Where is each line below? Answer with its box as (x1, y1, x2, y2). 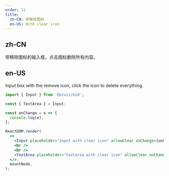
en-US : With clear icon (10, 21, 59, 27)
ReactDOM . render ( (5, 129, 42, 134)
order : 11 (5, 7, 26, 13)
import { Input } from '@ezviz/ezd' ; (5, 92, 84, 97)
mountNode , (10, 162, 33, 167)
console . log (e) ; (10, 115, 44, 120)
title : (5, 12, 19, 17)
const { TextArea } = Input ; (5, 101, 66, 106)
